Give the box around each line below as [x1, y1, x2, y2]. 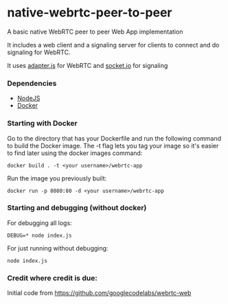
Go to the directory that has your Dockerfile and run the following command [7, 134, 222, 142]
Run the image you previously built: [7, 174, 107, 183]
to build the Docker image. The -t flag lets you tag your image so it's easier [7, 141, 219, 150]
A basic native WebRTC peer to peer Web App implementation [7, 27, 183, 36]
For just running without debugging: [7, 244, 109, 252]
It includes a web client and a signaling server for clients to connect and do [7, 40, 220, 49]
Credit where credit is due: [7, 273, 98, 283]
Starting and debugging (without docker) [7, 203, 147, 213]
